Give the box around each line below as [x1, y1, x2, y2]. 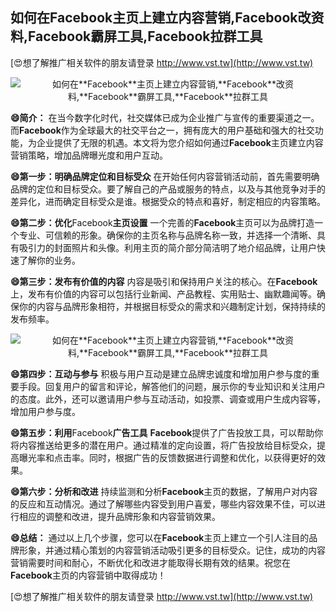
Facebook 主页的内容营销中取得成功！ [10, 569, 167, 581]
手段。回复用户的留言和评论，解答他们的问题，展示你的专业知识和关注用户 [18, 380, 326, 392]
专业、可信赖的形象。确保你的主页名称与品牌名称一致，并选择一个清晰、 [18, 229, 317, 241]
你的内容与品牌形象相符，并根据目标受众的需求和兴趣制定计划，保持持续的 [18, 300, 326, 312]
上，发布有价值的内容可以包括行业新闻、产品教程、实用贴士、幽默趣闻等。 [10, 288, 317, 300]
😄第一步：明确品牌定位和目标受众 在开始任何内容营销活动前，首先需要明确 [10, 170, 320, 182]
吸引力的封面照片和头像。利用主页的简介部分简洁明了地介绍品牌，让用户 [18, 241, 317, 253]
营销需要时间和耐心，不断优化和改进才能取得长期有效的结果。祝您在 [10, 556, 291, 568]
